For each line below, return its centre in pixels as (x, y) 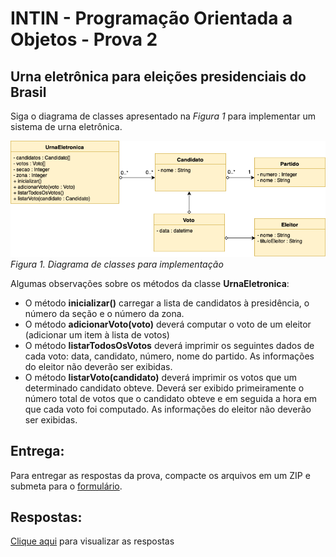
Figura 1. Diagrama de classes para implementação (117, 264)
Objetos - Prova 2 (84, 39)
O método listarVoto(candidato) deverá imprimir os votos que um (160, 377)
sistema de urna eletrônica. (66, 126)
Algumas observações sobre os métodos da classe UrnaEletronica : (150, 283)
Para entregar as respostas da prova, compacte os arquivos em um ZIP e (160, 475)
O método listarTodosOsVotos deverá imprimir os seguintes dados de (169, 345)
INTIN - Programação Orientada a (151, 18)
